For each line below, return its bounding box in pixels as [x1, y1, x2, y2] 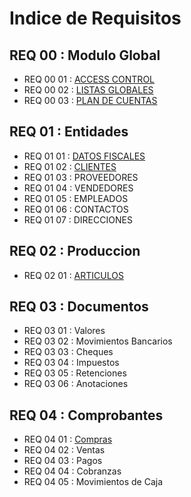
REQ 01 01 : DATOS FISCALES [23, 150, 146, 162]
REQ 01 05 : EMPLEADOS [23, 192, 129, 204]
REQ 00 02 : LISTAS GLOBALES [23, 84, 154, 96]
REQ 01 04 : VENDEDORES [23, 182, 134, 194]
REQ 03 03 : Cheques [23, 346, 114, 358]
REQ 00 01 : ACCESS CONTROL [23, 73, 156, 85]
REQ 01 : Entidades [9, 123, 129, 141]
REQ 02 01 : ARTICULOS [23, 269, 124, 281]
